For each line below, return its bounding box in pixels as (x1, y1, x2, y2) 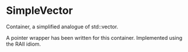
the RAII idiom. (6, 40, 41, 47)
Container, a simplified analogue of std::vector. (6, 23, 119, 30)
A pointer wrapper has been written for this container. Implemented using (6, 34, 183, 41)
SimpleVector (6, 4, 73, 17)
